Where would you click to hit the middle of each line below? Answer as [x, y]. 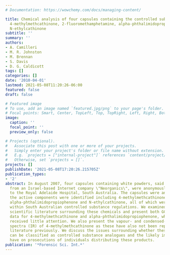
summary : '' [18, 38]
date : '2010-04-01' [26, 81]
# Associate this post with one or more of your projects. [71, 146]
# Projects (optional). [30, 141]
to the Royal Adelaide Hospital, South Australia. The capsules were [84, 193]
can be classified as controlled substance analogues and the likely [84, 235]
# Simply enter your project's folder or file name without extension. [85, 151]
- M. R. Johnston [24, 52]
